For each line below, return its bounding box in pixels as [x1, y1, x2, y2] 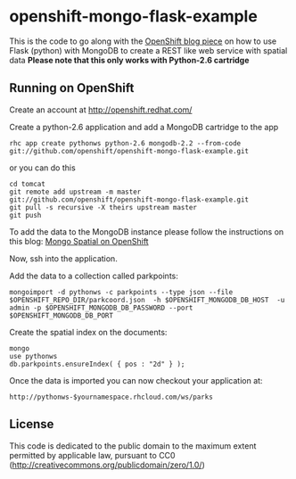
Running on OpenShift [9, 80, 135, 95]
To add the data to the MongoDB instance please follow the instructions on [9, 226, 284, 237]
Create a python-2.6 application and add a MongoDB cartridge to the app [9, 121, 279, 132]
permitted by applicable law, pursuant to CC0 [9, 450, 176, 460]
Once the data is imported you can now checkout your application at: [9, 375, 263, 385]
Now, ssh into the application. [9, 252, 118, 264]
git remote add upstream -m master [9, 187, 142, 196]
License [9, 417, 54, 432]
